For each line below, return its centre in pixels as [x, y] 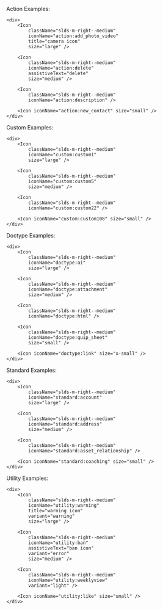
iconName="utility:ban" [58, 543]
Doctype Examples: [31, 235]
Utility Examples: [27, 478]
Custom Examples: [30, 127]
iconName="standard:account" [65, 398]
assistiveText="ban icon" [61, 548]
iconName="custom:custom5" [63, 181]
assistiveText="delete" [58, 73]
